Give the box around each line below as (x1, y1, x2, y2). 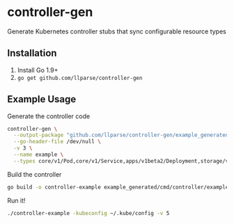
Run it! (7, 196, 26, 205)
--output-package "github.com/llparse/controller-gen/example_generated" (13, 131, 232, 139)
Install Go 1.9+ (17, 65, 58, 74)
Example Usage (7, 93, 77, 105)
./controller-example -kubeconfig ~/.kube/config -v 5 (7, 209, 170, 216)
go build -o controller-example (7, 184, 101, 191)
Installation (7, 47, 57, 59)
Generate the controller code (7, 112, 91, 120)
